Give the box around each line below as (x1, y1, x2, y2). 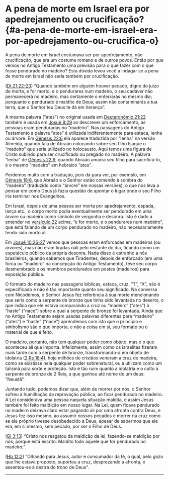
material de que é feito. (5, 329, 53, 335)
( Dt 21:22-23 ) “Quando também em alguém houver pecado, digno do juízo (5, 82, 159, 88)
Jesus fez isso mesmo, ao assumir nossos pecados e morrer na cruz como (5, 413, 161, 419)
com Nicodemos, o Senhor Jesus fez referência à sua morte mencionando (5, 292, 159, 298)
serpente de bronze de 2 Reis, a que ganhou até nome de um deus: (5, 370, 145, 377)
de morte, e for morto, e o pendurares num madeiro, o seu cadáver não (5, 88, 153, 94)
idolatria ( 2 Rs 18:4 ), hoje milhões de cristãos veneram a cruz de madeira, (5, 355, 158, 361)
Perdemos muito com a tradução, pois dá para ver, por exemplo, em (5, 171, 146, 177)
